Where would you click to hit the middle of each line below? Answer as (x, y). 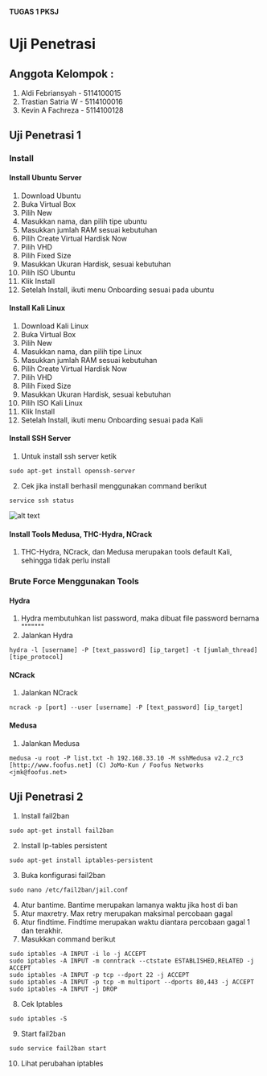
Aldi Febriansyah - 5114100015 (71, 93)
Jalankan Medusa (50, 743)
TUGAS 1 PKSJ (34, 12)
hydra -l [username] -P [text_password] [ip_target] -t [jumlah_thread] (133, 650)
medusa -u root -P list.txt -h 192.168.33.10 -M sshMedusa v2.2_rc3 (126, 758)
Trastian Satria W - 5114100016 (72, 101)
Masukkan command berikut (68, 939)
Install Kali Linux (37, 308)
